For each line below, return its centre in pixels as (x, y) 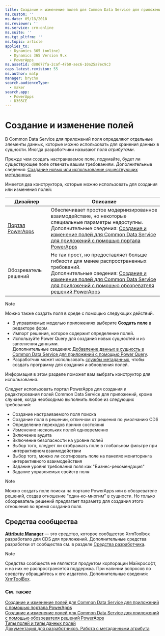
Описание (104, 202)
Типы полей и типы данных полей (41, 623)
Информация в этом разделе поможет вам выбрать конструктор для (78, 374)
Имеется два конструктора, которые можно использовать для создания (82, 184)
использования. (22, 380)
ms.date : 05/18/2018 (26, 19)
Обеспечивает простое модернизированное (104, 210)
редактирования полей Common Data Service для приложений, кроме (79, 394)
